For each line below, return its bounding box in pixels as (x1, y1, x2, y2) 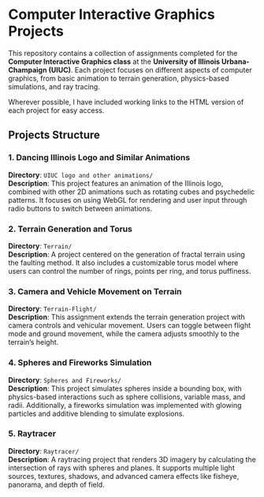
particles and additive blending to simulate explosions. (8, 409, 185, 418)
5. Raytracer (8, 428, 57, 439)
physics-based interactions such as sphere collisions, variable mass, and (8, 392, 246, 402)
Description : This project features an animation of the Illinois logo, (8, 178, 224, 188)
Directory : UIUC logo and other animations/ (8, 170, 154, 179)
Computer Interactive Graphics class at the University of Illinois (8, 57, 221, 66)
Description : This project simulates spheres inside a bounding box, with (8, 383, 242, 393)
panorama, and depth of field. (8, 480, 105, 489)
